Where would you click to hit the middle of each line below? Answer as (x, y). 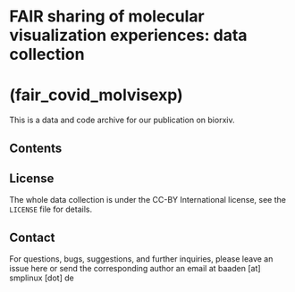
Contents (36, 148)
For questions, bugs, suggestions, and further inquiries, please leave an (141, 259)
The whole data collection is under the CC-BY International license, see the (147, 200)
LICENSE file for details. (51, 209)
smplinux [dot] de (42, 278)
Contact (32, 237)
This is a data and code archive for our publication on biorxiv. (122, 120)
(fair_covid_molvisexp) (96, 95)
